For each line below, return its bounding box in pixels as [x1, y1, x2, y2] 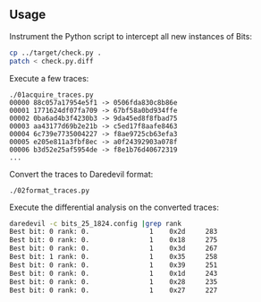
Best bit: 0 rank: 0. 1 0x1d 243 [9, 269, 218, 278]
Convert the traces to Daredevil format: [9, 168, 154, 179]
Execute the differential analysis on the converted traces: [9, 202, 219, 212]
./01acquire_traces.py [9, 90, 94, 99]
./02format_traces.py [9, 186, 90, 195]
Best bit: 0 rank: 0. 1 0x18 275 [9, 236, 218, 245]
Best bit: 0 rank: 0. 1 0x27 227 [9, 286, 218, 295]
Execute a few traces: [9, 73, 89, 83]
